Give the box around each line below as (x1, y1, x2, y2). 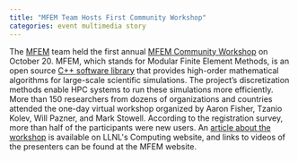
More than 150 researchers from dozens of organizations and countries (9, 93, 273, 104)
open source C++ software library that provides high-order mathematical (9, 64, 280, 76)
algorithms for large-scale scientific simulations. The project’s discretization (9, 74, 290, 85)
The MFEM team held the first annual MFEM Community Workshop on (9, 46, 268, 56)
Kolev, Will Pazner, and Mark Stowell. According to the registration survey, (9, 113, 284, 123)
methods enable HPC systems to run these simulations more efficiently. (9, 84, 274, 95)
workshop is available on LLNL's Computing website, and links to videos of (9, 131, 285, 142)
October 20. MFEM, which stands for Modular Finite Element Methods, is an (9, 55, 290, 66)
